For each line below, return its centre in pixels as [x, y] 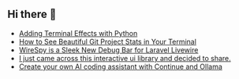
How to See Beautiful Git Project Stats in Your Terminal [107, 41]
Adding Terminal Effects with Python [78, 33]
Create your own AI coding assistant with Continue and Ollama [120, 66]
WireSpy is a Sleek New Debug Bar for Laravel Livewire [108, 50]
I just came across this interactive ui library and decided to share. [125, 58]
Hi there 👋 [32, 14]
